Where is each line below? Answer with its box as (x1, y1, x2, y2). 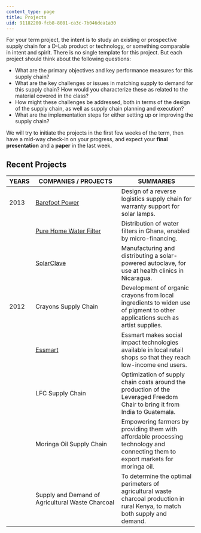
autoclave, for (147, 259, 187, 267)
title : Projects (6, 14, 47, 20)
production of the (121, 385, 170, 394)
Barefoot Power (35, 199, 80, 207)
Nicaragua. (121, 274, 153, 282)
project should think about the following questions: (6, 55, 132, 63)
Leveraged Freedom (121, 393, 178, 401)
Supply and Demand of (35, 491, 100, 500)
